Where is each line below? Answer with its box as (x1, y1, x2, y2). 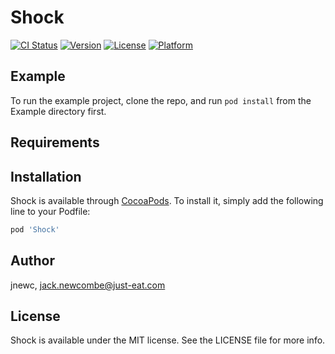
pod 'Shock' (10, 224, 60, 235)
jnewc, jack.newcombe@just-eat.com (10, 279, 166, 291)
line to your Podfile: (10, 205, 91, 217)
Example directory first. (10, 105, 107, 117)
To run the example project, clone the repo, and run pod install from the (10, 94, 312, 106)
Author (10, 252, 55, 270)
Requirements (10, 134, 100, 151)
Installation (10, 168, 82, 185)
